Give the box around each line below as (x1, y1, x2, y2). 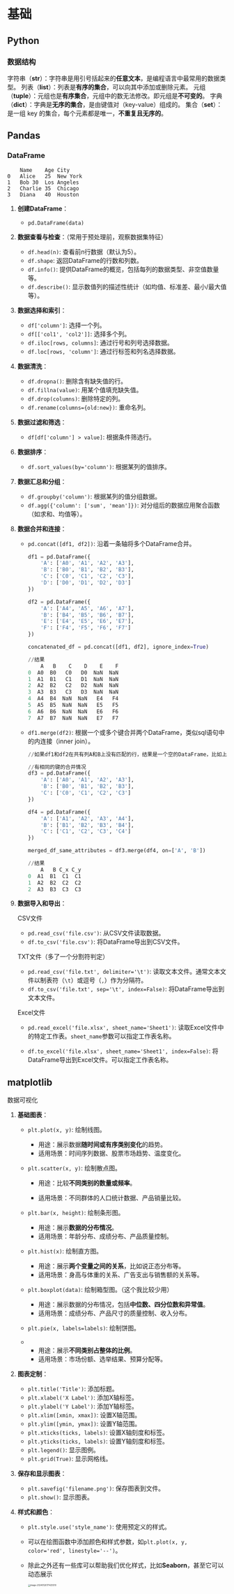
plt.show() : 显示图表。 (27, 1493, 94, 1502)
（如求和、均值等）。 (27, 510, 86, 518)
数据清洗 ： (17, 361, 49, 371)
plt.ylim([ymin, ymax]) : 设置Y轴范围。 (27, 1420, 141, 1428)
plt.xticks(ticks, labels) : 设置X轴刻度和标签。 (27, 1428, 169, 1437)
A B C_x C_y (40, 866, 81, 873)
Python (7, 34, 40, 46)
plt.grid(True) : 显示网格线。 (27, 1455, 112, 1463)
